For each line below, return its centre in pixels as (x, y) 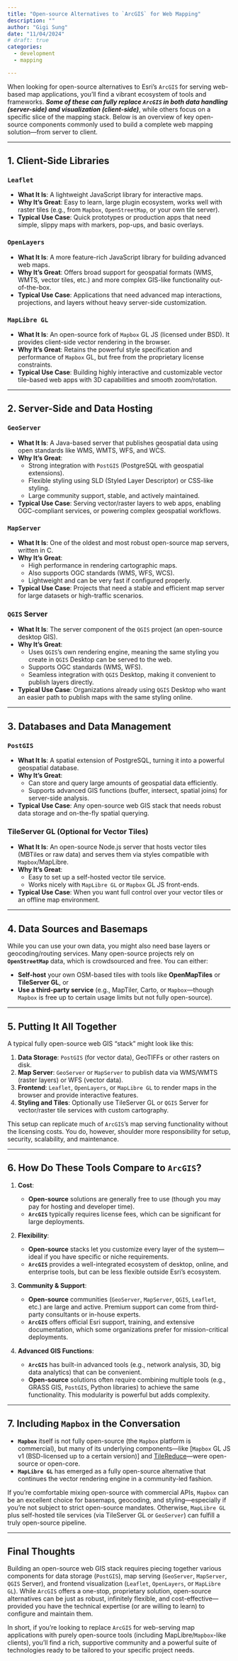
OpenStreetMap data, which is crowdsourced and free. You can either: (108, 961)
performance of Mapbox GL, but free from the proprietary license (110, 357)
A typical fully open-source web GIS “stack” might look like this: (101, 1043)
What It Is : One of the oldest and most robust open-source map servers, (123, 543)
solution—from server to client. (52, 131)
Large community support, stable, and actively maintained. (114, 495)
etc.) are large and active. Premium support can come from (114, 1306)
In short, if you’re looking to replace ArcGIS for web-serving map (101, 1628)
